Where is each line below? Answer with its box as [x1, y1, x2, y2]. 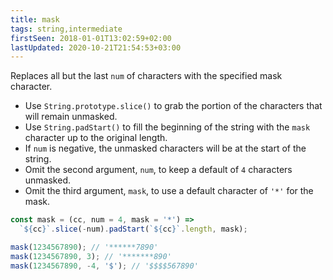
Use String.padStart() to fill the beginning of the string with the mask [24, 121, 311, 133]
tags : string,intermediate [10, 24, 123, 34]
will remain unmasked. [24, 111, 118, 123]
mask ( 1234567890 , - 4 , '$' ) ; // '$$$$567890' [10, 261, 199, 271]
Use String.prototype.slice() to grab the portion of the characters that [24, 100, 323, 112]
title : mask [10, 14, 60, 25]
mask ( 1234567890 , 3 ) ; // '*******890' [10, 251, 172, 261]
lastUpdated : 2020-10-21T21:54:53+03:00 [10, 42, 182, 53]
